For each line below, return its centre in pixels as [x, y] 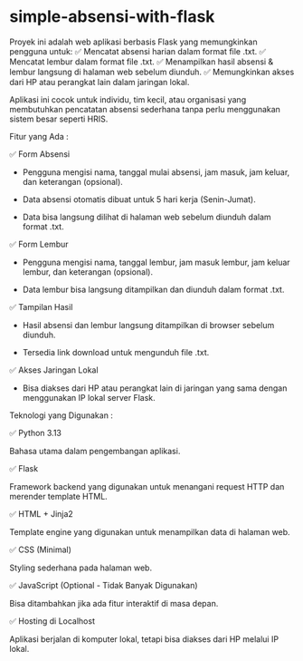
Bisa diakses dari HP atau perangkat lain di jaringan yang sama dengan [155, 388]
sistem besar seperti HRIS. [59, 119]
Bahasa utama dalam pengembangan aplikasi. [95, 451]
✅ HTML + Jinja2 [42, 513]
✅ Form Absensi [40, 154]
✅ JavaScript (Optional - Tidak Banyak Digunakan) [104, 585]
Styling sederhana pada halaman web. [80, 568]
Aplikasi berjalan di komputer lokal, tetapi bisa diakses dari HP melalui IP [144, 639]
